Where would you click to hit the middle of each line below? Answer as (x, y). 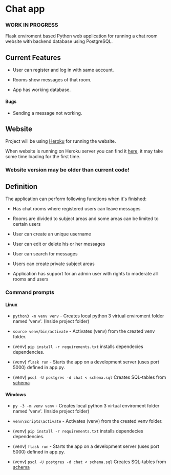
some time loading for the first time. (43, 157)
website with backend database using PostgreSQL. (59, 41)
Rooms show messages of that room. (52, 80)
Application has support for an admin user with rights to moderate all (85, 274)
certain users (27, 224)
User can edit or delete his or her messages (59, 244)
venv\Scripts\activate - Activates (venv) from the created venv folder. (88, 421)
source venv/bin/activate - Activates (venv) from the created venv (84, 331)
